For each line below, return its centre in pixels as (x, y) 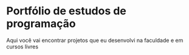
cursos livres (22, 47)
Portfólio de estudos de (66, 11)
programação (41, 24)
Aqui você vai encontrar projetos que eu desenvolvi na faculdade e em (95, 40)
